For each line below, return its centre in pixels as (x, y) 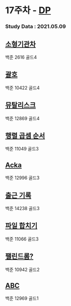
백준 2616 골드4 (21, 57)
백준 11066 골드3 (22, 239)
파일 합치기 (21, 226)
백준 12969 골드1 (22, 298)
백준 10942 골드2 (22, 269)
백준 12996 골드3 (22, 178)
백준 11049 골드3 (22, 149)
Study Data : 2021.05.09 (36, 27)
